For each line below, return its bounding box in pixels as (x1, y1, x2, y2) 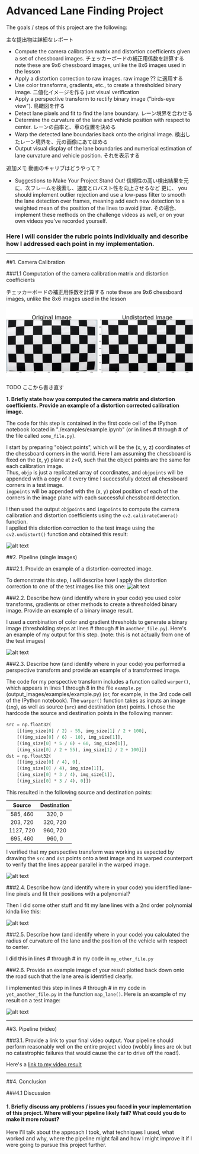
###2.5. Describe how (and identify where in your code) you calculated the (6, 931, 190, 938)
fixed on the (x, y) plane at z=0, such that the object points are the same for (6, 456, 191, 463)
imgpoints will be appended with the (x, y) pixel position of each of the (6, 488, 178, 495)
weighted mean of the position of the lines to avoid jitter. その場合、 (14, 204, 179, 211)
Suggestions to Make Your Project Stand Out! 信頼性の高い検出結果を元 (14, 177, 190, 184)
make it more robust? (6, 1115, 60, 1123)
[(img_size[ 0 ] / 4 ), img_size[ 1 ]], (17, 765, 105, 771)
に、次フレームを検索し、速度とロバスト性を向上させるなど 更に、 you (14, 184, 188, 191)
